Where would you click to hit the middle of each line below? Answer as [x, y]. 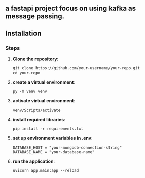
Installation [23, 33]
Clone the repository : [35, 59]
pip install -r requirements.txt [48, 129]
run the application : [33, 161]
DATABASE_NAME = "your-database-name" [53, 152]
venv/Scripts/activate [37, 110]
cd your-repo [26, 73]
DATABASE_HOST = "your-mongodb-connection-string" [67, 148]
